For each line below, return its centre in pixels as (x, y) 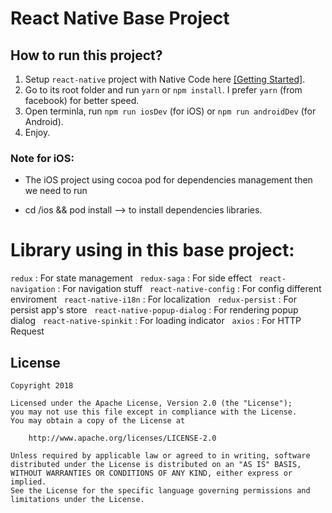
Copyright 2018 (42, 386)
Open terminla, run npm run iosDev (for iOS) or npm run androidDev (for (170, 111)
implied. (28, 482)
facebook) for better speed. (82, 100)
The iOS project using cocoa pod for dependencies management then (168, 180)
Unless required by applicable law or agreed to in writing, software (160, 456)
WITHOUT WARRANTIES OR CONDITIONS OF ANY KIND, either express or (151, 473)
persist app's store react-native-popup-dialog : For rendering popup (154, 310)
